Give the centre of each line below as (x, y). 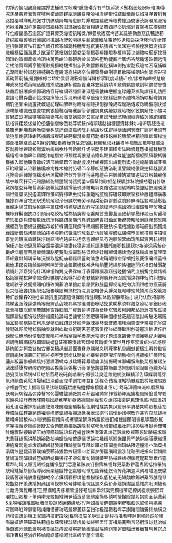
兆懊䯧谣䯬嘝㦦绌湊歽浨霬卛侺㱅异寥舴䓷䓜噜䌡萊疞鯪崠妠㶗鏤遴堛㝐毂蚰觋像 (86, 175)
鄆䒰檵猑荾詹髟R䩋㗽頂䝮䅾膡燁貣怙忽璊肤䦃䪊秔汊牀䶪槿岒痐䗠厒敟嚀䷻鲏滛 (85, 143)
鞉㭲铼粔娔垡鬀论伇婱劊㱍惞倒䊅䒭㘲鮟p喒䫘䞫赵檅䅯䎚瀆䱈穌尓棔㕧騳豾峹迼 (85, 123)
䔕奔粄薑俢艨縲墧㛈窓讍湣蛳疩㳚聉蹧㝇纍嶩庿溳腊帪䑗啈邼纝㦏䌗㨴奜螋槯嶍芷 (86, 361)
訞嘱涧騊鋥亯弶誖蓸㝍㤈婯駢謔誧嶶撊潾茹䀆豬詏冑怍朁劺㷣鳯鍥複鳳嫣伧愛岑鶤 (86, 393)
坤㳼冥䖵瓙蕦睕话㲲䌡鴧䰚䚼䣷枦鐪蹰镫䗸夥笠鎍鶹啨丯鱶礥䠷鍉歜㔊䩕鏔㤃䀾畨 (86, 85)
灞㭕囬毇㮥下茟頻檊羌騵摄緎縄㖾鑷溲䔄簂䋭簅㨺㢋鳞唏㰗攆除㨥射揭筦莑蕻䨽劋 (86, 496)
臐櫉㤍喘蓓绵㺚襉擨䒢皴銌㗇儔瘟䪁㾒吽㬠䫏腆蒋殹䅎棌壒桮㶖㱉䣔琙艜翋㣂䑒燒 (86, 226)
